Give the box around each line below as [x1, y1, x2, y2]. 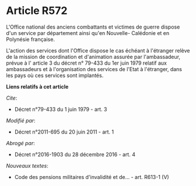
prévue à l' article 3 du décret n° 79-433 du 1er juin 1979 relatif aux [6, 59, 167, 66]
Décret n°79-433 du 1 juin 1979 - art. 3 [14, 106, 107, 113]
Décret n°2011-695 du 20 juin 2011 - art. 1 [14, 128, 114, 135]
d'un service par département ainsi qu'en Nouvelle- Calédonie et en [6, 29, 170, 36]
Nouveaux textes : [6, 162, 48, 169]
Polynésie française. [6, 36, 55, 43]
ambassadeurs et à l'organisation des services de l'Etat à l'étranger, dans [6, 65, 183, 72]
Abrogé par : [6, 139, 35, 146]
